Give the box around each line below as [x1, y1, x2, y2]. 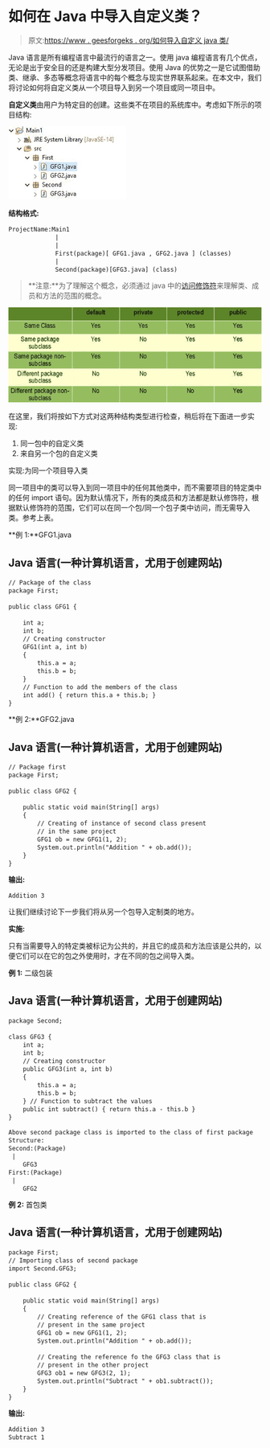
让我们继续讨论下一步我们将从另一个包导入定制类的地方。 [8, 906, 198, 917]
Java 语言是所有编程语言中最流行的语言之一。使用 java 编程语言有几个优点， [8, 52, 262, 62]
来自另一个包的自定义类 [19, 449, 98, 458]
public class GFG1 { [8, 603, 78, 611]
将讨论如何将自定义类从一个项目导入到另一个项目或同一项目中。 [8, 82, 219, 92]
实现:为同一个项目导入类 [8, 466, 88, 475]
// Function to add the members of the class [22, 683, 178, 691]
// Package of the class [8, 579, 92, 587]
